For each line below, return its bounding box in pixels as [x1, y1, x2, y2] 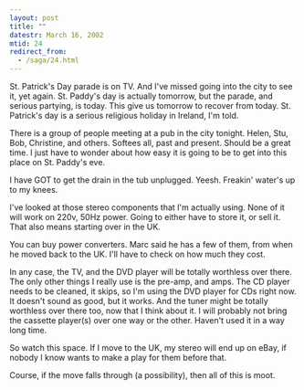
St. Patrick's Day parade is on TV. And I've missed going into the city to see [9, 81, 293, 91]
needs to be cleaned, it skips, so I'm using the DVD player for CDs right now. [9, 286, 297, 297]
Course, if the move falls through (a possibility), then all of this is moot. [9, 370, 276, 380]
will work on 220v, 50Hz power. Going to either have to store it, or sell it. [9, 212, 281, 222]
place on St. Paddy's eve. [9, 157, 106, 167]
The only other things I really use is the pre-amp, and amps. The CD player [9, 276, 290, 287]
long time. [9, 325, 47, 335]
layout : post [9, 13, 59, 23]
